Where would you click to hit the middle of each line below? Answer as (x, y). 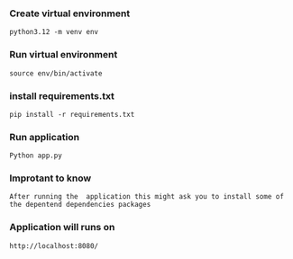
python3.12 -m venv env (54, 32)
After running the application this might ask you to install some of (146, 197)
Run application (44, 137)
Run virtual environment (64, 55)
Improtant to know (50, 178)
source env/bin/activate (56, 73)
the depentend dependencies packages (80, 205)
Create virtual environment (70, 13)
